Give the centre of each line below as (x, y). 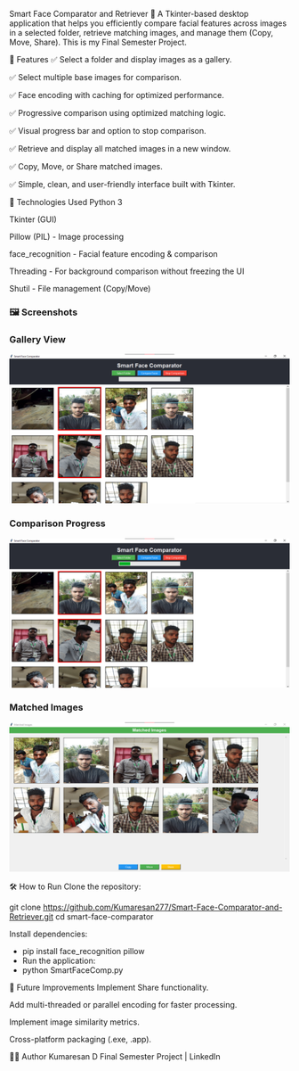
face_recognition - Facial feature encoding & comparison (113, 254)
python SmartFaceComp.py (73, 970)
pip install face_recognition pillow (83, 952)
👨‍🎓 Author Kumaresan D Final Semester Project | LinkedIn (115, 1057)
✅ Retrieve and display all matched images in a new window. (120, 148)
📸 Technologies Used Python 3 (66, 202)
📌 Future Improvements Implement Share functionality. (109, 988)
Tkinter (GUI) (33, 219)
